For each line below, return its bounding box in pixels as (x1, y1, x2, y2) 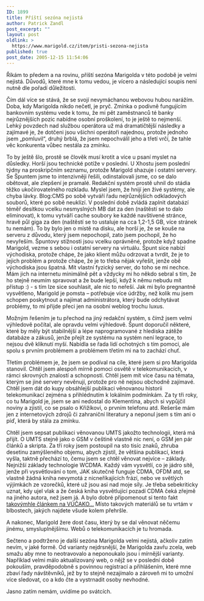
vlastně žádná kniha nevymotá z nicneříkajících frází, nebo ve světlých (6, 474, 184, 481)
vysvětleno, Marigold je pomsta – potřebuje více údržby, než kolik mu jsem (6, 290, 194, 297)
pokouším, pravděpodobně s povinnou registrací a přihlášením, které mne (6, 563, 192, 570)
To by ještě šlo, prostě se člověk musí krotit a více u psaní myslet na (6, 153, 177, 161)
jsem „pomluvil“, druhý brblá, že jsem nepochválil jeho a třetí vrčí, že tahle (6, 135, 192, 142)
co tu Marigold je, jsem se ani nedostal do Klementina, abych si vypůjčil (6, 398, 186, 405)
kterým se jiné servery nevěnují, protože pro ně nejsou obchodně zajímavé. (6, 378, 195, 385)
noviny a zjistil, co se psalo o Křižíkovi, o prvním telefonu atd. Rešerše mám (6, 404, 195, 411)
